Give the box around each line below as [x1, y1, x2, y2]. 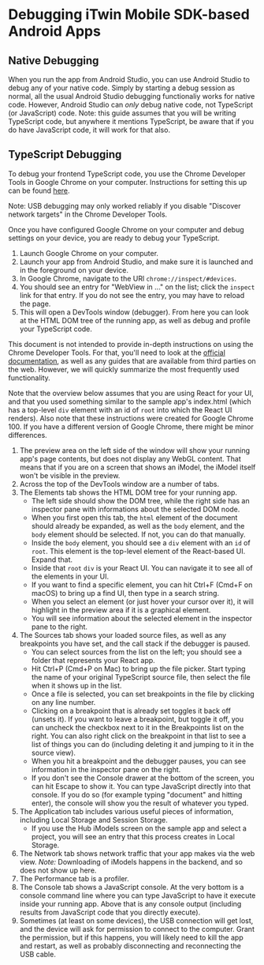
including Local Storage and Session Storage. [19, 815, 168, 824]
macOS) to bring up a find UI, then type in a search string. [31, 588, 219, 597]
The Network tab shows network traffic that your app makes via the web [19, 848, 255, 858]
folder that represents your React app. [31, 655, 155, 665]
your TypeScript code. [19, 324, 93, 334]
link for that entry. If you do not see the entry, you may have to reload [19, 290, 245, 300]
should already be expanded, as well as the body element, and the [31, 521, 245, 530]
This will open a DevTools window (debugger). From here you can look [19, 307, 250, 317]
